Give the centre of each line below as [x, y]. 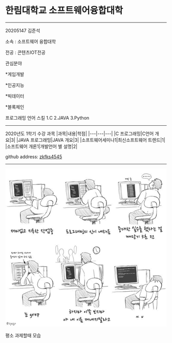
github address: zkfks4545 [34, 157]
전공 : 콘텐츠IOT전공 [26, 52]
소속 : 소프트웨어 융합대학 [31, 41]
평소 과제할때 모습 [23, 336]
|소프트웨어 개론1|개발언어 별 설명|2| [41, 146]
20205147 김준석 [23, 30]
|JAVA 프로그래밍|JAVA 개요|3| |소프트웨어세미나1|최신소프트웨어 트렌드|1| [91, 140]
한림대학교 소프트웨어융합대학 [64, 11]
